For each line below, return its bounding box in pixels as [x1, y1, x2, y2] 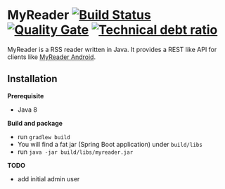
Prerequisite [7, 91, 44, 100]
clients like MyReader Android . [7, 53, 96, 61]
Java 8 [17, 105, 37, 114]
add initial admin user [17, 174, 80, 183]
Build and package [7, 119, 63, 127]
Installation [7, 73, 58, 85]
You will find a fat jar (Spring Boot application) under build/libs [17, 140, 202, 148]
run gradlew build [17, 132, 70, 141]
